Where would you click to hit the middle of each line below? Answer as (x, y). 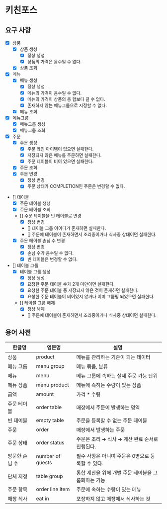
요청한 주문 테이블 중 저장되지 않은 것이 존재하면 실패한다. (83, 290)
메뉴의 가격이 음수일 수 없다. (54, 93)
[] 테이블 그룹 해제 (37, 303)
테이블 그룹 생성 (35, 271)
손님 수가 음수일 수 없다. (50, 253)
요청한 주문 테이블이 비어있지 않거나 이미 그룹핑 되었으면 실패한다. (91, 297)
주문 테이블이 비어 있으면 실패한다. (60, 162)
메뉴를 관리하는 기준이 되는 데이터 (113, 357)
